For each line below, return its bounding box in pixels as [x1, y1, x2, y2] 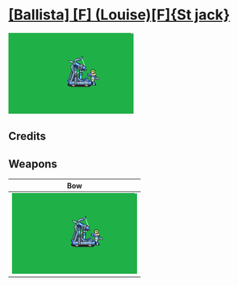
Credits [8, 129, 47, 143]
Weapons [8, 157, 58, 170]
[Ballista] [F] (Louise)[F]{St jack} [8, 6, 231, 24]
